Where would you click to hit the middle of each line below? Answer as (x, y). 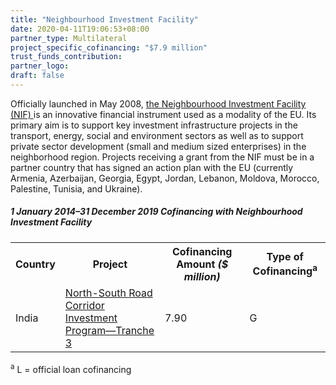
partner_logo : (40, 66)
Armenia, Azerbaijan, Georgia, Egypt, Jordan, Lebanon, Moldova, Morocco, (165, 178)
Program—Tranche (109, 330)
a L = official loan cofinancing (71, 368)
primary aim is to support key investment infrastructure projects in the (154, 125)
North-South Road (108, 293)
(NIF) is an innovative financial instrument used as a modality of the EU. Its (163, 114)
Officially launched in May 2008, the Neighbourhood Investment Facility (158, 103)
